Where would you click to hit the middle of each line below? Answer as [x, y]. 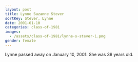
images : [13, 32]
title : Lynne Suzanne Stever [35, 14]
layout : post [18, 9]
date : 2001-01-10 [23, 23]
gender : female [20, 41]
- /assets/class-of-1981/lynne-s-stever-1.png [58, 37]
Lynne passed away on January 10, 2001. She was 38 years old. [69, 54]
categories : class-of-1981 [32, 27]
